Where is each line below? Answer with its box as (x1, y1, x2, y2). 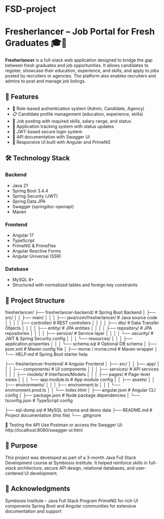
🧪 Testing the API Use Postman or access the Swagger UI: (5, 422, 123, 428)
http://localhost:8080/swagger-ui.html (5, 427, 83, 433)
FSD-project (5, 3, 56, 15)
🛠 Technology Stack (5, 154, 70, 162)
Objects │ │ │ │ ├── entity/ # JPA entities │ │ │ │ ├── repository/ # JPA (5, 325, 152, 331)
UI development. (24, 470, 58, 476)
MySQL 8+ (12, 277, 34, 283)
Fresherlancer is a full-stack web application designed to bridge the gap (5, 57, 153, 63)
